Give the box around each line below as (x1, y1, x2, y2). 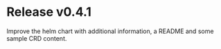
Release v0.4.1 (6, 4, 91, 20)
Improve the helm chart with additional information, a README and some (6, 27, 214, 35)
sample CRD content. (6, 34, 67, 42)
